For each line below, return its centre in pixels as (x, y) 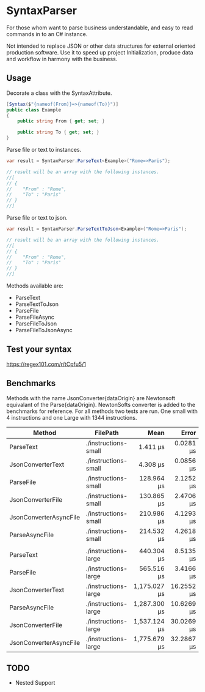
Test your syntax (39, 349)
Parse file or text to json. (37, 218)
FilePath (106, 433)
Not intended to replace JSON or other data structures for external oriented (101, 46)
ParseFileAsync (35, 317)
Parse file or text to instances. (44, 150)
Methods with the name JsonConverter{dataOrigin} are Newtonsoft (91, 398)
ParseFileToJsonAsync (44, 330)
